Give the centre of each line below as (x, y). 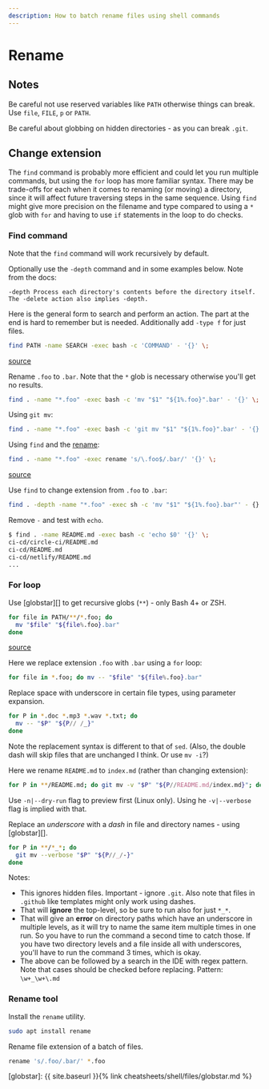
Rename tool (33, 999)
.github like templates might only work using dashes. (108, 902)
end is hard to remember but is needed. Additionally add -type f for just (127, 322)
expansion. (26, 701)
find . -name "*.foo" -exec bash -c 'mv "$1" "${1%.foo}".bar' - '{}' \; (134, 400)
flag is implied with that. (48, 809)
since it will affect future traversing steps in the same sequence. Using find (132, 198)
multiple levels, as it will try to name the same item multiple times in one (138, 927)
